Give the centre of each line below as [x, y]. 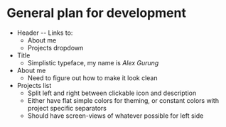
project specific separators [67, 108]
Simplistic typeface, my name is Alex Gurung [93, 62]
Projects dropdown [55, 48]
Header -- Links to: [45, 33]
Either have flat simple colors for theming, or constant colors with [123, 100]
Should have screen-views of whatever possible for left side [115, 116]
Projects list [34, 85]
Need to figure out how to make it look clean [92, 78]
